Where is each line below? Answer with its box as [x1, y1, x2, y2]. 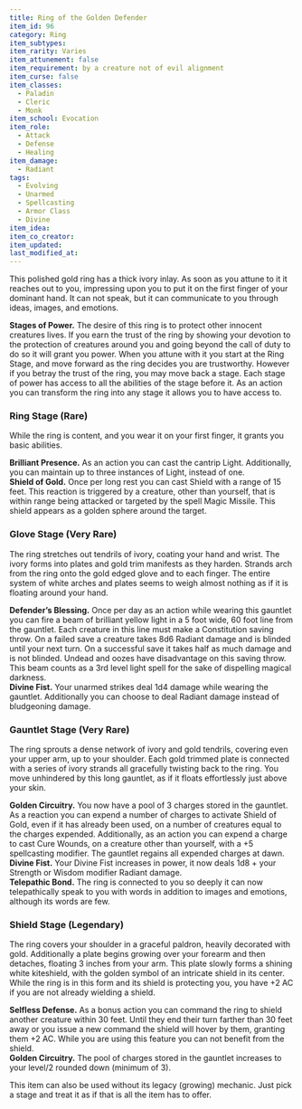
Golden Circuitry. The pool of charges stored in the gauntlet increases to [9, 1053, 282, 1064]
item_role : [9, 123, 51, 132]
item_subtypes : [9, 38, 67, 48]
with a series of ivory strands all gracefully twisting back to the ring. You [9, 763, 278, 774]
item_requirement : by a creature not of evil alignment [9, 64, 224, 73]
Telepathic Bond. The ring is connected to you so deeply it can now [9, 877, 264, 887]
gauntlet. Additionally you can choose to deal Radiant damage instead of [9, 691, 280, 702]
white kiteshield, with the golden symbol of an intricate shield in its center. [9, 968, 285, 979]
